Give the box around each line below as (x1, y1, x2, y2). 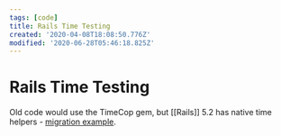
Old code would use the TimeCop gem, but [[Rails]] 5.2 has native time (9, 107, 272, 118)
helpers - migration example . (9, 116, 117, 127)
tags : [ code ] (9, 13, 59, 23)
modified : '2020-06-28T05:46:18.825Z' (9, 38, 155, 48)
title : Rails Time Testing (9, 22, 111, 31)
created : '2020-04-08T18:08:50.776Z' (9, 30, 151, 39)
